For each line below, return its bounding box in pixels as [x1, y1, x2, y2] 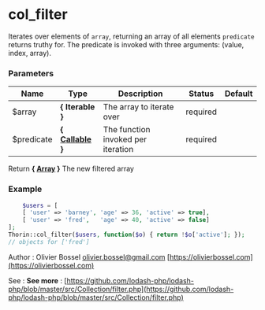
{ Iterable [60, 101, 95, 113]
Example [8, 183, 43, 194]
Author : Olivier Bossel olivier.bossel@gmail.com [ [8, 252, 170, 261]
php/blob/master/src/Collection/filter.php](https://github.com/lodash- [8, 284, 234, 293]
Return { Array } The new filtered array [8, 164, 134, 174]
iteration [103, 144, 134, 155]
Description [118, 88, 163, 99]
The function [103, 124, 151, 135]
